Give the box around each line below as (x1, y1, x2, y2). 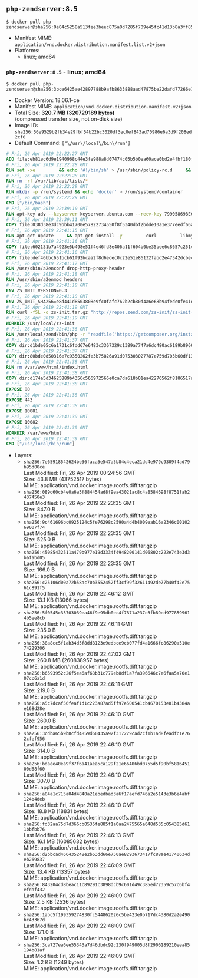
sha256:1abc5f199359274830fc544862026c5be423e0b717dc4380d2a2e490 (23, 912, 190, 918)
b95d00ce (23, 464, 45, 470)
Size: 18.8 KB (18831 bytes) (23, 808, 90, 815)
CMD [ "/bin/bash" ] (6, 200, 51, 206)
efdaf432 (23, 887, 45, 893)
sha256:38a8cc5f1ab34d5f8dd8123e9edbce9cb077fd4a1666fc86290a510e (23, 640, 190, 646)
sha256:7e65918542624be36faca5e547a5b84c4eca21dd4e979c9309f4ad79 (23, 459, 190, 465)
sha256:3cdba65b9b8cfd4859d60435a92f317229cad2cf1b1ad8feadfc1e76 (23, 731, 190, 737)
